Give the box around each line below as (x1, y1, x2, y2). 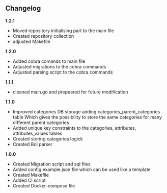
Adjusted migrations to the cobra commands (12, 63, 106, 69)
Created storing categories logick (12, 135, 83, 142)
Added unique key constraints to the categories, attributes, (12, 125, 136, 131)
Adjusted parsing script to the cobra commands (12, 69, 113, 75)
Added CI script (12, 177, 46, 183)
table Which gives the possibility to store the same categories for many (12, 114, 162, 120)
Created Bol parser (12, 141, 52, 147)
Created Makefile (12, 172, 49, 178)
